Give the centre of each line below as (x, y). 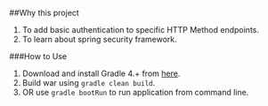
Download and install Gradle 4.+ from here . (101, 73)
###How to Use (38, 56)
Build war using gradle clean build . (89, 83)
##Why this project (45, 13)
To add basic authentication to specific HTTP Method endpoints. (141, 30)
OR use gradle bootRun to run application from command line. (135, 92)
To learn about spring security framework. (100, 39)
